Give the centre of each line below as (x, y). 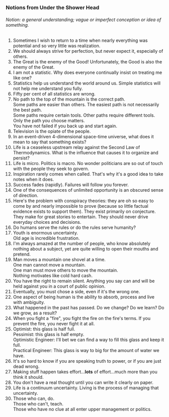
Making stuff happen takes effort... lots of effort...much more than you (85, 372)
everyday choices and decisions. (47, 222)
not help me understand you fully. (48, 89)
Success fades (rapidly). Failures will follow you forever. (71, 185)
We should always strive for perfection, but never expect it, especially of (88, 51)
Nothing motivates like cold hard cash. (53, 276)
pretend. (22, 254)
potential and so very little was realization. (57, 46)
